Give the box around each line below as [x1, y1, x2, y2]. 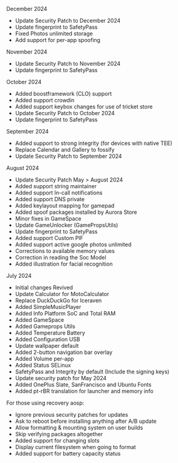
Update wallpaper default [15, 342, 79, 349]
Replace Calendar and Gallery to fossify [15, 146, 115, 153]
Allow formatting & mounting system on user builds [15, 424, 143, 431]
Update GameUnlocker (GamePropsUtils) [15, 222, 118, 228]
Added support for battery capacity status [15, 450, 121, 457]
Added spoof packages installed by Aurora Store [15, 208, 137, 216]
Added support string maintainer [15, 183, 97, 189]
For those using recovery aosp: [6, 399, 84, 406]
